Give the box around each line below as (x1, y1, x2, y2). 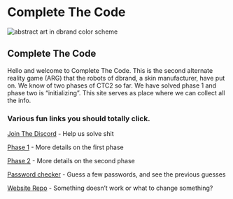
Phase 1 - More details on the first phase (7, 143, 124, 151)
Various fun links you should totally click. (7, 114, 150, 123)
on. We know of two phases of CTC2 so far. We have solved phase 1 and (7, 81, 217, 90)
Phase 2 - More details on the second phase (7, 157, 135, 165)
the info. (7, 96, 31, 104)
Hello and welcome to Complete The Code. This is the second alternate (7, 66, 213, 74)
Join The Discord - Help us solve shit (7, 130, 114, 138)
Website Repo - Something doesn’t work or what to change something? (7, 184, 213, 193)
